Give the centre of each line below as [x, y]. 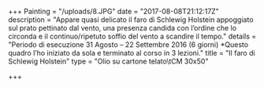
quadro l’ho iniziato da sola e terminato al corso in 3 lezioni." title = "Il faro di [132, 53]
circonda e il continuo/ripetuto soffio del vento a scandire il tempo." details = [132, 36]
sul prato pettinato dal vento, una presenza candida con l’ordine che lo [123, 28]
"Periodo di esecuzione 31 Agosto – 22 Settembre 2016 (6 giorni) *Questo [128, 45]
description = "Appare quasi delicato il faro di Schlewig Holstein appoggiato [131, 20]
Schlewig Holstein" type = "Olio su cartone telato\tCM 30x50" [108, 61]
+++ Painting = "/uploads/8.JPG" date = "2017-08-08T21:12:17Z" [113, 11]
